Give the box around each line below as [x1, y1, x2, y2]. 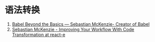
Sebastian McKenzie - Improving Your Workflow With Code [12, 26, 134, 32]
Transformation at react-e [12, 32, 66, 38]
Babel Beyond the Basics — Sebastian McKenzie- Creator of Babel [12, 21, 150, 27]
